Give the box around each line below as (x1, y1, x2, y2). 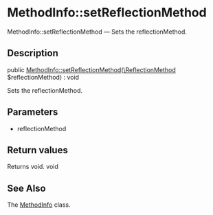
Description (7, 47, 58, 59)
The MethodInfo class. (7, 201, 71, 209)
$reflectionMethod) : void (7, 73, 80, 81)
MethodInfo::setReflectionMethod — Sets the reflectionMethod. (7, 27, 187, 36)
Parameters (7, 106, 58, 118)
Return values (7, 144, 69, 156)
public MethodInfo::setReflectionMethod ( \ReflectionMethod (7, 65, 177, 73)
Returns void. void (7, 163, 58, 171)
